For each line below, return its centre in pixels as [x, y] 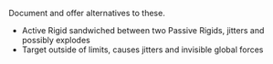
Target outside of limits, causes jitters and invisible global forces [142, 50]
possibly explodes [56, 40]
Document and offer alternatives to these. [87, 13]
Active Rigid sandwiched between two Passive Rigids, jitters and [143, 30]
